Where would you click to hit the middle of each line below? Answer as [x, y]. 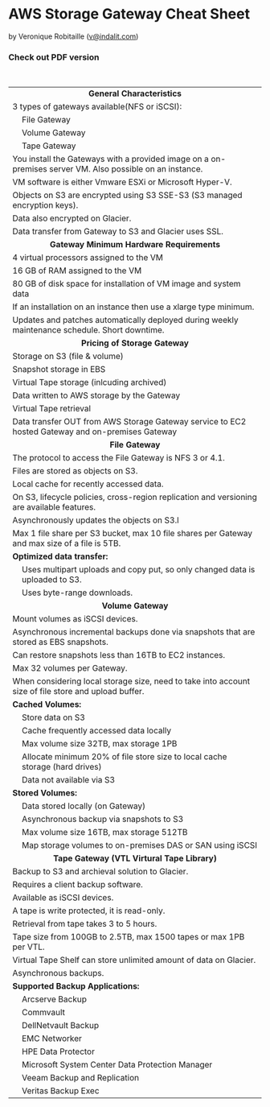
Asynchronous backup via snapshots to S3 [102, 820]
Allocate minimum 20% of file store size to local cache [124, 757]
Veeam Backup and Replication [80, 1078]
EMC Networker [52, 1039]
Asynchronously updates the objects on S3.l [96, 520]
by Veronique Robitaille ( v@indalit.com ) [74, 36]
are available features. [54, 507]
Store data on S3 [53, 717]
